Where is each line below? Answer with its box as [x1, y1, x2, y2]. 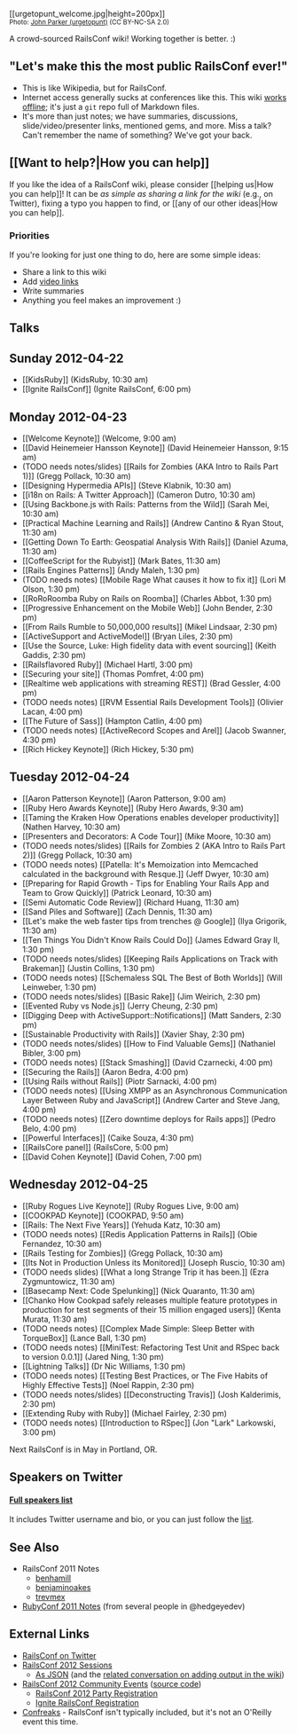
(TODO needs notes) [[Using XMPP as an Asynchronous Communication [21, 1085, 288, 1095]
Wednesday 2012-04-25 [9, 1177, 149, 1192]
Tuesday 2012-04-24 [9, 770, 130, 785]
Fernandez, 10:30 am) [21, 1238, 103, 1249]
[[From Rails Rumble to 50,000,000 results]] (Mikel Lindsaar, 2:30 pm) [21, 621, 277, 632]
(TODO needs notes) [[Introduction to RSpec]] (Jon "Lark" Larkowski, [21, 1417, 277, 1428]
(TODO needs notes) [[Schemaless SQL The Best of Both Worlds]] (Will [21, 972, 283, 983]
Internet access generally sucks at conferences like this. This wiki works [21, 91, 287, 102]
